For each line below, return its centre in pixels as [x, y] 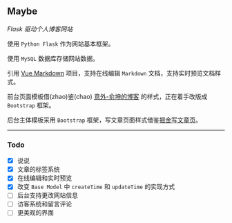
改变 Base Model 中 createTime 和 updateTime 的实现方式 [96, 187]
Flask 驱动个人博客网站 [40, 29]
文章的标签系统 [38, 170]
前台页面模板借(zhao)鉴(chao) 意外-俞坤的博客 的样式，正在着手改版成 [107, 96]
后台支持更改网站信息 [47, 195]
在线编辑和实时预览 [45, 178]
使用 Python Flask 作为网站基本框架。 [61, 44]
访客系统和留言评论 [45, 204]
